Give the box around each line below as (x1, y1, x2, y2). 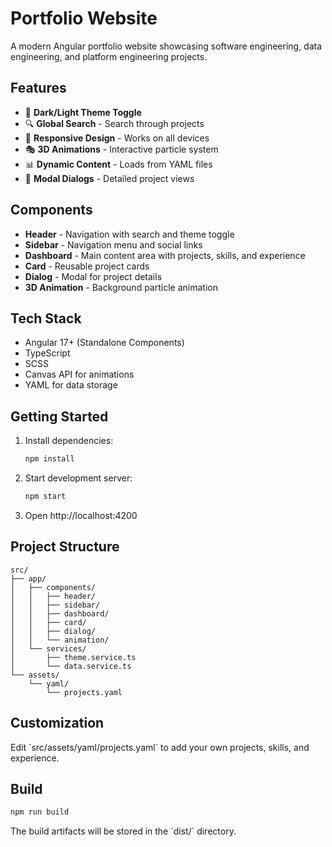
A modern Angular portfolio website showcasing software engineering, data (10, 40, 323, 52)
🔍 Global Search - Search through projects (24, 117, 205, 129)
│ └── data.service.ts (10, 661, 132, 671)
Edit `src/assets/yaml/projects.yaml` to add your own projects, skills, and (10, 741, 310, 753)
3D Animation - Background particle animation (24, 281, 218, 293)
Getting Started (10, 408, 109, 425)
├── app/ (10, 573, 47, 584)
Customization (10, 715, 105, 732)
